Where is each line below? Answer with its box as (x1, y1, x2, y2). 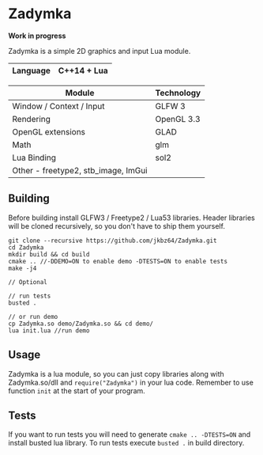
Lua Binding (12, 152, 57, 163)
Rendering (12, 113, 51, 124)
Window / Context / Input (12, 100, 105, 112)
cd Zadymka (8, 243, 44, 252)
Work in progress (8, 31, 66, 40)
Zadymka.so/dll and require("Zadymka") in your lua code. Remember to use (8, 377, 254, 387)
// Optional (8, 278, 47, 286)
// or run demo (8, 313, 58, 320)
